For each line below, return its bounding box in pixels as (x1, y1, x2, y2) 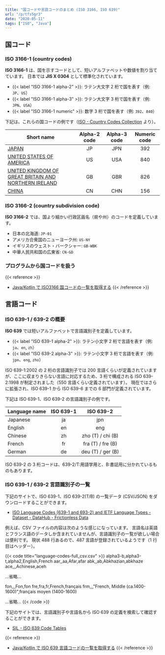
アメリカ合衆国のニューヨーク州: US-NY (12, 237, 90, 243)
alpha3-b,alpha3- (106, 553, 141, 559)
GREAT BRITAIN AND (7, 173, 56, 180)
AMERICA (7, 159, 30, 166)
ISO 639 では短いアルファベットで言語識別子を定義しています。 (5, 328, 135, 334)
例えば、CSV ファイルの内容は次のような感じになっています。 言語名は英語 (5, 524, 158, 531)
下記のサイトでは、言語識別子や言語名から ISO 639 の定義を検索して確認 (5, 609, 153, 615)
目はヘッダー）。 (5, 543, 38, 549)
